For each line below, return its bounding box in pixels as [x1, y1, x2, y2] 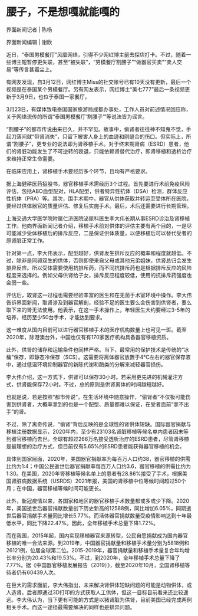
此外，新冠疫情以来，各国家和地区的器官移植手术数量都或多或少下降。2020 [6, 497, 190, 504]
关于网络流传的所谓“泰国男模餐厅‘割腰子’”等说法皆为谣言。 [6, 113, 148, 120]
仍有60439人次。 [16, 569, 59, 576]
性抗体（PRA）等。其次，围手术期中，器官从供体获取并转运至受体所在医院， [6, 195, 192, 202]
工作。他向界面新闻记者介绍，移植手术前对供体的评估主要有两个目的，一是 [6, 222, 187, 229]
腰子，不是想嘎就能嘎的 [6, 5, 120, 19]
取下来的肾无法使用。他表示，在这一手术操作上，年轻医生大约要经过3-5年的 [6, 306, 190, 313]
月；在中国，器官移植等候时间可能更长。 [6, 484, 104, 492]
